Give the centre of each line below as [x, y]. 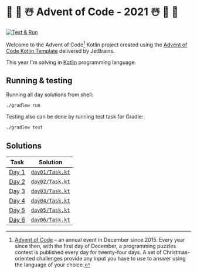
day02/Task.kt [50, 181]
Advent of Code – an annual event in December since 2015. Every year [100, 239]
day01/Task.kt [50, 172]
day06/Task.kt [50, 219]
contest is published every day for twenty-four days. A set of [88, 252]
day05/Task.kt [50, 210]
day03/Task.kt [50, 191]
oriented [25, 258]
